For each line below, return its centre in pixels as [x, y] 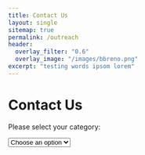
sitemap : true [31, 30]
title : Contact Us [38, 15]
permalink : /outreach [43, 37]
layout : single [33, 23]
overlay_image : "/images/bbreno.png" [77, 59]
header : [21, 45]
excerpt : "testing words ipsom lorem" [71, 67]
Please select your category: [54, 127]
